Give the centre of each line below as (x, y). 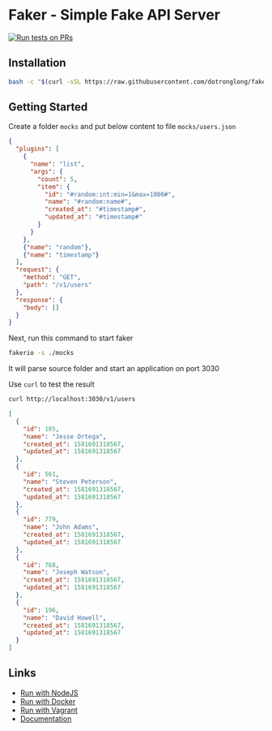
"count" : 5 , (58, 179)
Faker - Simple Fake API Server (115, 15)
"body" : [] (41, 307)
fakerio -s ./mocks (41, 353)
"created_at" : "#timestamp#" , (96, 210)
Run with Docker (48, 701)
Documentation (46, 718)
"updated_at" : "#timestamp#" (93, 217)
